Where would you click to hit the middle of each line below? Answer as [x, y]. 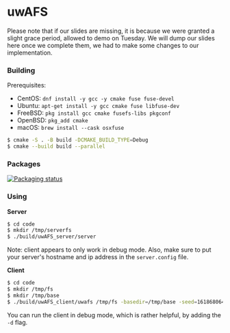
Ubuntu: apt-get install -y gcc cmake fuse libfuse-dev [98, 106]
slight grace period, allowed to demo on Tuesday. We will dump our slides [111, 38]
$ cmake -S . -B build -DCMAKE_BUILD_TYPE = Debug [78, 140]
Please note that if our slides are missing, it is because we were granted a [111, 31]
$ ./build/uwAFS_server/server [52, 237]
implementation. [30, 53]
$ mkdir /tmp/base [33, 295]
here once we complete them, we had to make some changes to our [103, 45]
